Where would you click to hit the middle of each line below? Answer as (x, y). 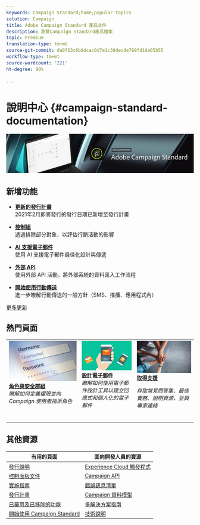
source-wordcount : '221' (37, 63)
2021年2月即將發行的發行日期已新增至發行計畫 (72, 214)
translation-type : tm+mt (37, 44)
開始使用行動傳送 (36, 287)
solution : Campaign (30, 19)
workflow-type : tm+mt (33, 57)
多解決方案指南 (103, 504)
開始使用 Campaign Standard (44, 514)
